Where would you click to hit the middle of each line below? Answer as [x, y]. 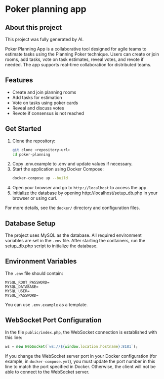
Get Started [23, 129]
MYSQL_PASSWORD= [22, 295]
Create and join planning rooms [44, 92]
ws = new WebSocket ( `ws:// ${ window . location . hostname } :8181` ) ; [72, 346]
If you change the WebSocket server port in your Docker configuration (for [81, 356]
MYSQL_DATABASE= [22, 287]
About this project [34, 27]
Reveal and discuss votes [38, 108]
